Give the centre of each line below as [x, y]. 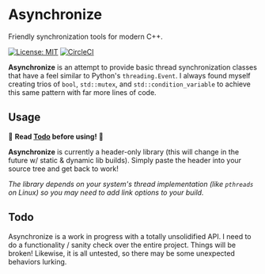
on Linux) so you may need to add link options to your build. [106, 192]
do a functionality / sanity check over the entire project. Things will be [122, 245]
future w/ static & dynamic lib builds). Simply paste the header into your [125, 160]
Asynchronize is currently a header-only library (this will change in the [124, 151]
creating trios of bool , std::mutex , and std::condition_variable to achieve [129, 84]
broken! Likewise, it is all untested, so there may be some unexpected [122, 253]
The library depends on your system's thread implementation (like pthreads [131, 184]
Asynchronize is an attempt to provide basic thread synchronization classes [132, 67]
